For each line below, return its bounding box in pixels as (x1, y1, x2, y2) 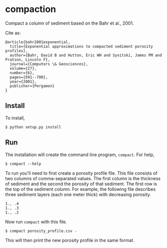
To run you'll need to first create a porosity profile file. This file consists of (5, 170, 157, 176)
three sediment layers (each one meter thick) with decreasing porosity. (5, 191, 151, 197)
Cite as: (5, 30, 21, 36)
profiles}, (5, 48, 28, 53)
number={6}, (9, 70, 35, 75)
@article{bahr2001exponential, (5, 39, 70, 45)
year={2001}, (9, 79, 37, 84)
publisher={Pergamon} (9, 83, 55, 88)
